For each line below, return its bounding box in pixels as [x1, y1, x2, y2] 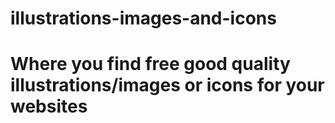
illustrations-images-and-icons [10, 7, 277, 30]
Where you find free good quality [10, 53, 291, 76]
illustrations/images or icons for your [10, 74, 325, 97]
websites [10, 95, 88, 118]
